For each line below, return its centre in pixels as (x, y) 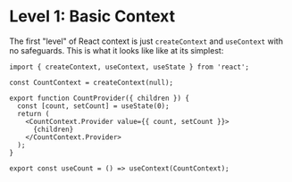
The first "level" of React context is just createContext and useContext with (146, 41)
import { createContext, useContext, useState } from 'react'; (129, 67)
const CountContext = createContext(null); (92, 82)
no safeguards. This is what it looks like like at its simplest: (117, 50)
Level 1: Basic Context (92, 17)
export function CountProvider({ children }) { (100, 98)
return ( (33, 113)
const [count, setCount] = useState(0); (93, 106)
